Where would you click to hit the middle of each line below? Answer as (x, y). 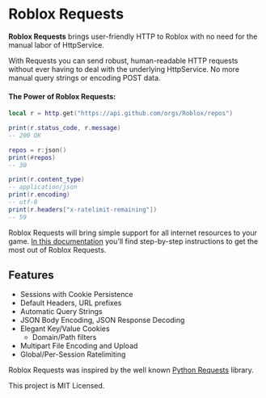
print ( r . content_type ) (46, 180)
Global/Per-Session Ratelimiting (73, 354)
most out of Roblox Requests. (57, 249)
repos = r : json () (38, 150)
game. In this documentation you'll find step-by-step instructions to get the (133, 241)
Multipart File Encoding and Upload (79, 346)
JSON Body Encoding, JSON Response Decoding (102, 320)
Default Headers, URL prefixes (71, 303)
